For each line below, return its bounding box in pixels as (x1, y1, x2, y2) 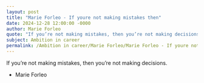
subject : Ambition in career (6, 37, 80, 43)
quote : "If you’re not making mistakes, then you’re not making (6, 32, 172, 38)
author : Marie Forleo (6, 25, 61, 32)
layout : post (6, 8, 39, 15)
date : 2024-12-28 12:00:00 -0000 (6, 20, 91, 26)
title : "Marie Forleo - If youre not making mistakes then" (6, 15, 162, 21)
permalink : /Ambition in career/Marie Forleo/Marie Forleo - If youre (6, 43, 189, 49)
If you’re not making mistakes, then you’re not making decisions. (6, 59, 168, 67)
